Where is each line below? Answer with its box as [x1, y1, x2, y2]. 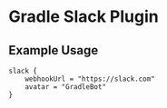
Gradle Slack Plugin [8, 6, 160, 27]
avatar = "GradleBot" [25, 83, 106, 92]
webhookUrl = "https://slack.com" [25, 74, 155, 83]
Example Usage [8, 43, 99, 58]
